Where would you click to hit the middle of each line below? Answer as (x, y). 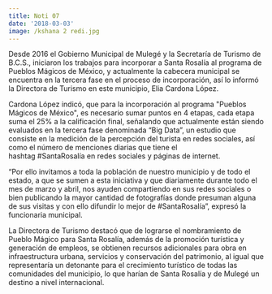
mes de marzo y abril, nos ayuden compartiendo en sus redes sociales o (130, 189)
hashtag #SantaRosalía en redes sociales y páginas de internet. (114, 156)
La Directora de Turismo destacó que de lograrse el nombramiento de (125, 231)
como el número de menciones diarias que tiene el (93, 148)
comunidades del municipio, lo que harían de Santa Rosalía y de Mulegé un (134, 274)
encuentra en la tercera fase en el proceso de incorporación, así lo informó (134, 80)
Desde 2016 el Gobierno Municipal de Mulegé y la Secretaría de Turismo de (135, 54)
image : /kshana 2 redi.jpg (54, 31)
